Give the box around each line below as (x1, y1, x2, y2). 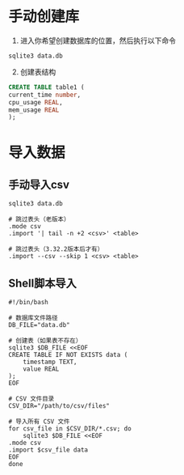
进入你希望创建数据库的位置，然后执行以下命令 (19, 36, 176, 45)
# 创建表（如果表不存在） (8, 337, 82, 345)
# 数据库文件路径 (8, 314, 58, 322)
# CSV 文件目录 (8, 395, 55, 403)
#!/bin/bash (8, 299, 48, 307)
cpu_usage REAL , (8, 98, 63, 106)
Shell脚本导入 (8, 276, 77, 290)
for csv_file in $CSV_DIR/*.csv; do (8, 425, 132, 433)
